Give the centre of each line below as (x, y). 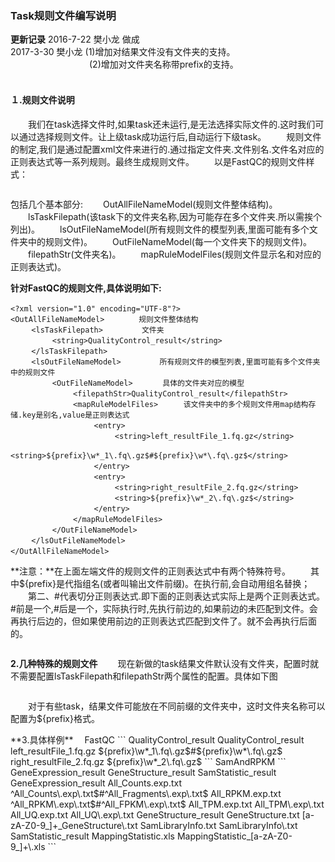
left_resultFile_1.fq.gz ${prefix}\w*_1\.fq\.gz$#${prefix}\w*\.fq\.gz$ (146, 751)
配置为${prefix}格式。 (55, 718)
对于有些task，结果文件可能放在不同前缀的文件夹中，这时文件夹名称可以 (176, 706)
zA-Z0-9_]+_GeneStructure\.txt (74, 825)
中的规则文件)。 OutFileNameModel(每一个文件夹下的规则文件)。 (170, 241)
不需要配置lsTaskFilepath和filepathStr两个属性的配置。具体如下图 (144, 676)
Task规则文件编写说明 (63, 15)
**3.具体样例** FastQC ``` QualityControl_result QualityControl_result (157, 739)
